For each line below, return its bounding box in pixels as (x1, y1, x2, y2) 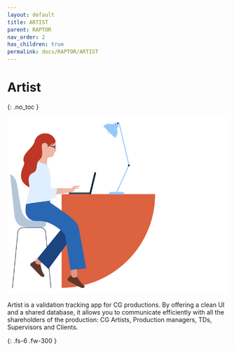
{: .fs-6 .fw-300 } (7, 337, 57, 345)
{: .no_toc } (7, 102, 39, 111)
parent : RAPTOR (7, 26, 52, 33)
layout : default (7, 11, 55, 18)
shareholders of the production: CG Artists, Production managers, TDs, (7, 316, 212, 324)
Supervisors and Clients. (7, 323, 78, 331)
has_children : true (7, 41, 64, 48)
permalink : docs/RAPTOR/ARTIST (7, 48, 99, 55)
